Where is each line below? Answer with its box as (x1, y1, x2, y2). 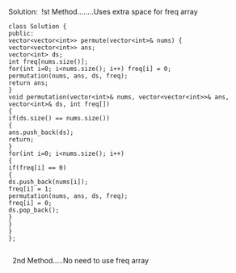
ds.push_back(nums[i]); (8, 178, 89, 186)
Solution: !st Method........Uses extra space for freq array (8, 7, 198, 16)
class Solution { (8, 23, 67, 31)
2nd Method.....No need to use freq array (11, 256, 150, 265)
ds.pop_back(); (8, 206, 60, 214)
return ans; (8, 79, 48, 87)
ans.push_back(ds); (8, 128, 74, 136)
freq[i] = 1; (8, 185, 53, 193)
